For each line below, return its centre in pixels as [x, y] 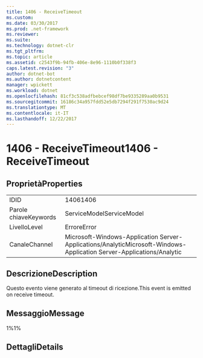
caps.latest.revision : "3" [40, 68]
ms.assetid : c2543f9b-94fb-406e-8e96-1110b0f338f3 [71, 62]
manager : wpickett [29, 85]
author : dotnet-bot [31, 74]
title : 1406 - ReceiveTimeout [44, 12]
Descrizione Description [52, 274]
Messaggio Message [45, 314]
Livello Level [26, 227]
